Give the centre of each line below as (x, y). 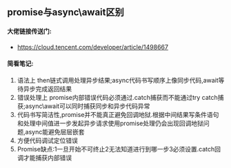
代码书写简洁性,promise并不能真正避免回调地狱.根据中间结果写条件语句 (118, 114)
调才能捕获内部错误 (44, 158)
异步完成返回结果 (48, 89)
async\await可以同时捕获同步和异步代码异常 (88, 106)
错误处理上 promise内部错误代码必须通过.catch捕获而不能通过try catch (118, 97)
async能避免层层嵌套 (55, 132)
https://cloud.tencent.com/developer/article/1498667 (93, 47)
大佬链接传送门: (29, 31)
